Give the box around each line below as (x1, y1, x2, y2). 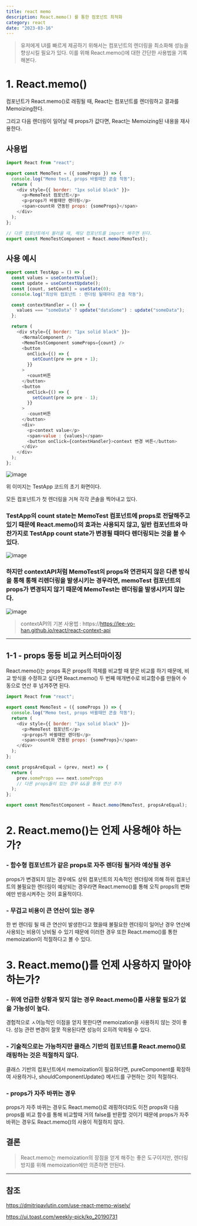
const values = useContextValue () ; (11, 275, 98, 281)
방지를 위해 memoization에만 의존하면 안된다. (20, 1161, 125, 1168)
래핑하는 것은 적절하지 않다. (6, 1051, 79, 1060)
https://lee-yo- (100, 620, 136, 627)
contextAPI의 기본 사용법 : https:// (20, 620, 101, 627)
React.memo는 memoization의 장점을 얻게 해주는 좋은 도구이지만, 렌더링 (20, 1154, 189, 1161)
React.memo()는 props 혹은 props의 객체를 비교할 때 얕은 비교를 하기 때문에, (6, 667, 184, 674)
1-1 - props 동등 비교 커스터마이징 (6, 651, 122, 661)
